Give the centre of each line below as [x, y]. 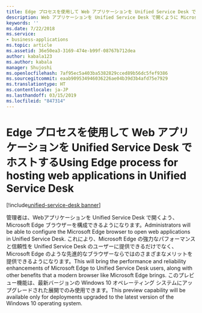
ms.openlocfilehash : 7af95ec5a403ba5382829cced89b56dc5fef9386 [87, 73]
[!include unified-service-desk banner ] [54, 205]
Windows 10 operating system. [44, 303]
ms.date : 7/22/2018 [31, 28]
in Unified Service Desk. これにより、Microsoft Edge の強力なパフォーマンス [101, 239]
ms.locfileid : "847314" [36, 101]
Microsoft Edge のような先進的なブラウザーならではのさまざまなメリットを [99, 254]
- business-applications [37, 40]
